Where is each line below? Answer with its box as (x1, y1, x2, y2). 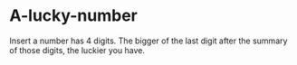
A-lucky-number (9, 5, 139, 26)
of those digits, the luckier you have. (9, 44, 145, 55)
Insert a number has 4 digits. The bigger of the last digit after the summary (9, 35, 288, 46)
